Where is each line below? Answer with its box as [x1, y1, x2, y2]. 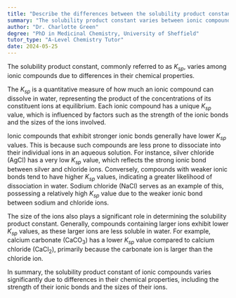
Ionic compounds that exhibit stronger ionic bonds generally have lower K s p [7, 131, 227, 142]
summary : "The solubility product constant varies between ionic [7, 17, 202, 24]
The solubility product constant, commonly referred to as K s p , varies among [7, 63, 227, 72]
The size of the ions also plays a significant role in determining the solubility [7, 212, 227, 220]
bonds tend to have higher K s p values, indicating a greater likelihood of [7, 172, 213, 183]
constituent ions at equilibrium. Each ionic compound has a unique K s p [7, 101, 212, 112]
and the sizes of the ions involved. [7, 118, 107, 127]
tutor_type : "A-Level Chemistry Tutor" [7, 37, 124, 44]
